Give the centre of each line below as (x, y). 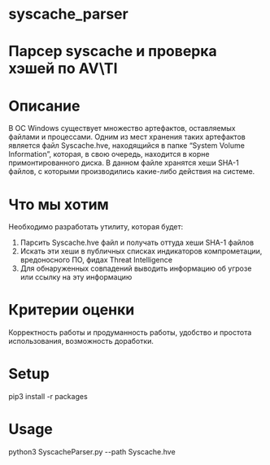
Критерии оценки (72, 310)
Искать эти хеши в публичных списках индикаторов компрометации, (141, 251)
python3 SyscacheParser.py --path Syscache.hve (92, 452)
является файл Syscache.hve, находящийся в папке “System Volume (127, 146)
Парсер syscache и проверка (113, 52)
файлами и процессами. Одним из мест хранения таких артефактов (127, 137)
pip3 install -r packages (48, 397)
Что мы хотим (59, 204)
